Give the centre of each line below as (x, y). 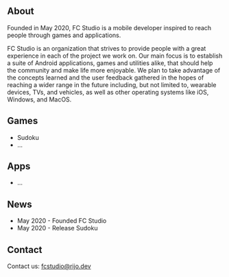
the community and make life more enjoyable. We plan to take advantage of (114, 70)
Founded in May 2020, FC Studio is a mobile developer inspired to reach (109, 27)
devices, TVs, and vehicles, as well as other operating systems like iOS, (108, 92)
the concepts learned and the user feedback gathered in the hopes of (106, 77)
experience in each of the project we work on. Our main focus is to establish (115, 56)
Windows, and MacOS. (39, 99)
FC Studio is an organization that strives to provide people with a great (107, 48)
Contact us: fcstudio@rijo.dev (49, 266)
